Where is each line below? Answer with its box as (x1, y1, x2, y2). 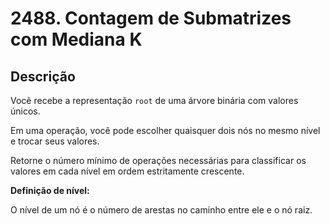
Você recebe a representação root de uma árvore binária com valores (10, 95, 299, 106)
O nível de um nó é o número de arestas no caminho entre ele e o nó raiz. (10, 204, 313, 216)
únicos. (10, 105, 41, 117)
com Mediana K (10, 28, 143, 51)
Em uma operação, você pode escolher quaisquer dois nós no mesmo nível (10, 125, 321, 136)
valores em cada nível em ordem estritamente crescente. (10, 165, 245, 177)
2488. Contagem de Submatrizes (10, 7, 292, 30)
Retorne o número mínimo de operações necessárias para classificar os (10, 155, 307, 166)
